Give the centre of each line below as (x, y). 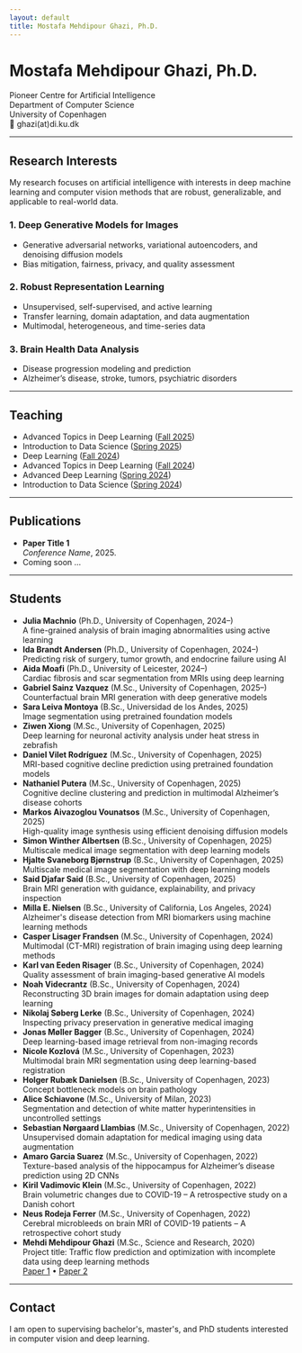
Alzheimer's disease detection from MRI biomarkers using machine (147, 917)
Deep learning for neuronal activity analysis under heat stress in (141, 735)
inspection (42, 897)
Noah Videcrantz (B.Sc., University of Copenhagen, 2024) (131, 984)
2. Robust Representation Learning (87, 287)
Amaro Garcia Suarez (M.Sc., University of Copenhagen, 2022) (140, 1156)
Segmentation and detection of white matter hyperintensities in (139, 1108)
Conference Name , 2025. (69, 552)
